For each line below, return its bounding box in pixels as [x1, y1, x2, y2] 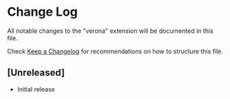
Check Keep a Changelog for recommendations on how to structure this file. [7, 47, 224, 55]
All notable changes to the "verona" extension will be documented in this [7, 27, 213, 35]
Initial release [17, 85, 55, 93]
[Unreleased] [7, 67, 65, 79]
